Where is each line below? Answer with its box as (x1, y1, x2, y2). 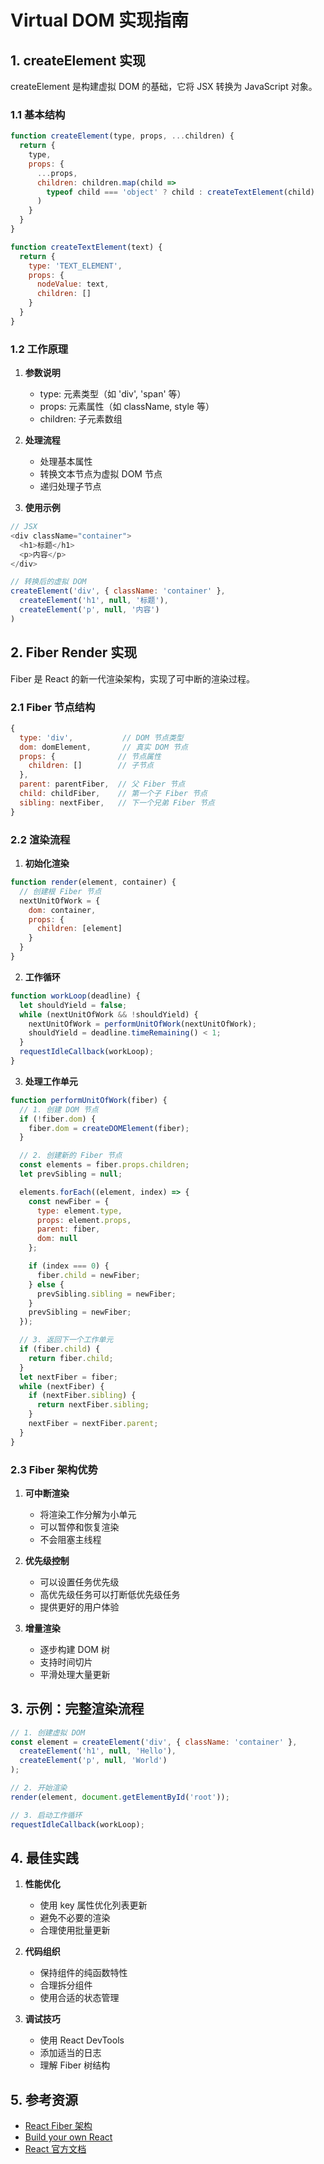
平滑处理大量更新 (39, 1668, 111, 1680)
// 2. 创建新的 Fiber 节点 (19, 1151, 123, 1161)
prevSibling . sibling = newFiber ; (36, 1289, 177, 1299)
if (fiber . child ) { (19, 1344, 101, 1354)
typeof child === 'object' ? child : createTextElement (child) (46, 187, 315, 197)
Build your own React (24, 2131, 113, 2143)
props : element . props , (36, 1215, 132, 1225)
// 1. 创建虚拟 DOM (10, 1727, 86, 1738)
